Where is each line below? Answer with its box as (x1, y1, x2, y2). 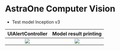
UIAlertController (7, 30, 48, 37)
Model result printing (52, 30, 102, 37)
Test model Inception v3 (12, 19, 60, 25)
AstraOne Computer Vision (5, 3, 116, 14)
